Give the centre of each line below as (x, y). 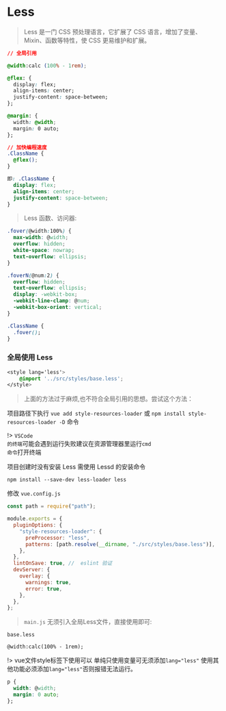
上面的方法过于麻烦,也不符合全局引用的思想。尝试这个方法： (108, 399)
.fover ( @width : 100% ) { (39, 231)
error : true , (44, 589)
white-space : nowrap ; (44, 251)
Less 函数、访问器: (50, 218)
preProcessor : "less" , (57, 538)
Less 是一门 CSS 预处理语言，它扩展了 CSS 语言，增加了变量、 (112, 32)
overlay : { (35, 576)
